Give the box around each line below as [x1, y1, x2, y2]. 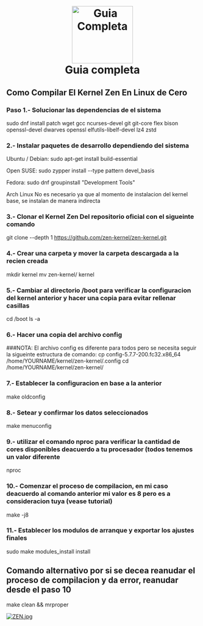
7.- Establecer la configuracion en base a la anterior [6, 379, 162, 388]
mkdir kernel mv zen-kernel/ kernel [6, 271, 94, 278]
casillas [6, 301, 30, 310]
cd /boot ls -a [6, 315, 41, 323]
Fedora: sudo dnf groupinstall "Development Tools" [6, 179, 135, 186]
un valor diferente [6, 452, 60, 461]
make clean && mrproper [6, 601, 69, 608]
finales [6, 534, 27, 542]
